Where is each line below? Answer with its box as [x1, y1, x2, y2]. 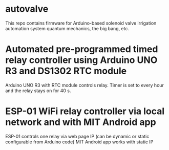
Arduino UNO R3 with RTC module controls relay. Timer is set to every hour [5, 82, 164, 88]
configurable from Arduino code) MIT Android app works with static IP [5, 139, 154, 145]
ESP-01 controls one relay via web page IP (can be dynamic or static [5, 133, 150, 139]
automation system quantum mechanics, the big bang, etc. [5, 25, 130, 31]
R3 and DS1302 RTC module [5, 65, 127, 77]
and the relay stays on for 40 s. [5, 88, 71, 94]
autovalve [5, 3, 49, 15]
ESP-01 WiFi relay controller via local [5, 105, 165, 117]
